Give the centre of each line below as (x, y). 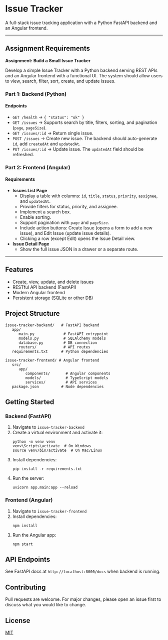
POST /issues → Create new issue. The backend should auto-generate (85, 138)
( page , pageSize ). (29, 127)
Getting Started (30, 402)
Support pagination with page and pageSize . (64, 222)
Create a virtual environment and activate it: (57, 433)
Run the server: (28, 478)
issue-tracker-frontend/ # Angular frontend (52, 360)
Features (19, 270)
